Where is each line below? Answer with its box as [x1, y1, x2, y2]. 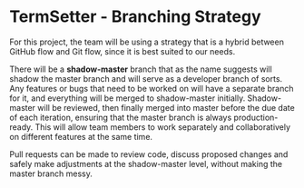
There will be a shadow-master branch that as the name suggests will [9, 64, 272, 74]
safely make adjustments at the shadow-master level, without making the [9, 158, 283, 169]
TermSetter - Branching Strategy [9, 6, 261, 27]
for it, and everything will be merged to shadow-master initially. [9, 93, 246, 104]
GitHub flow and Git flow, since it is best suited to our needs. [9, 45, 236, 56]
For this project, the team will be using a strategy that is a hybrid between [9, 36, 284, 47]
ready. [9, 121, 34, 133]
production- [233, 112, 279, 123]
